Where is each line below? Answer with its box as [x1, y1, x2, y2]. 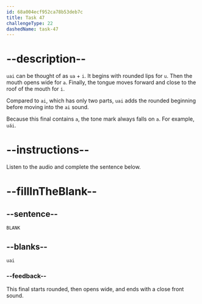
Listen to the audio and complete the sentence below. [6, 163, 142, 171]
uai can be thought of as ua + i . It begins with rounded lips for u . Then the [6, 72, 193, 80]
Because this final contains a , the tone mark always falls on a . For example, [6, 115, 195, 122]
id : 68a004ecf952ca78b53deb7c [6, 9, 84, 15]
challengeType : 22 [6, 20, 53, 26]
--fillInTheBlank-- [6, 185, 98, 199]
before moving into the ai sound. [6, 104, 90, 111]
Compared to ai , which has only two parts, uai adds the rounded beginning [6, 97, 197, 104]
